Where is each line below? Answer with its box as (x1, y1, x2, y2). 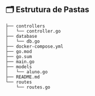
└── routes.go (16, 84, 50, 90)
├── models (5, 63, 32, 70)
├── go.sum (5, 54, 32, 59)
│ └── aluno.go (5, 69, 48, 74)
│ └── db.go (5, 38, 40, 44)
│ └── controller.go (5, 28, 61, 34)
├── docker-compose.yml (5, 43, 64, 49)
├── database (5, 33, 38, 39)
